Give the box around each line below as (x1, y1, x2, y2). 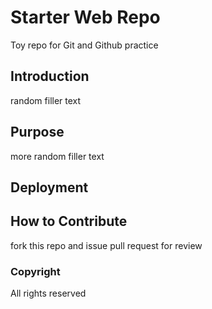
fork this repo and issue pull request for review (10, 239, 203, 251)
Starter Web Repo (10, 6, 161, 29)
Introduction (10, 68, 90, 85)
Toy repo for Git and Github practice (10, 39, 159, 51)
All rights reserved (10, 287, 87, 300)
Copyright (10, 264, 61, 278)
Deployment (10, 179, 89, 196)
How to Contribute (10, 213, 128, 230)
